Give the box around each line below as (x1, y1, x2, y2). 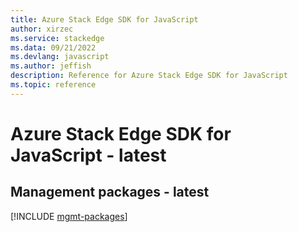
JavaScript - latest (10, 144, 167, 166)
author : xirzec (10, 24, 74, 34)
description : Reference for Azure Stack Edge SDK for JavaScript (10, 71, 288, 81)
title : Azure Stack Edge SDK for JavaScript (10, 14, 199, 25)
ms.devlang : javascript (10, 52, 110, 62)
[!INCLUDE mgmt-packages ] (10, 210, 128, 222)
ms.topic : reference (10, 80, 97, 90)
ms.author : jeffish (10, 61, 92, 71)
